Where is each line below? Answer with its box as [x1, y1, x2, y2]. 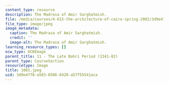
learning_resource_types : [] [5, 44, 66, 49]
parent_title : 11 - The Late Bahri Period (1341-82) [5, 53, 118, 59]
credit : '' [10, 35, 33, 40]
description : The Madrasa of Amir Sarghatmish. [5, 12, 107, 17]
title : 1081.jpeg [5, 68, 42, 73]
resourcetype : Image [5, 63, 49, 68]
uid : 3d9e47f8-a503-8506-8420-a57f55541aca [5, 72, 98, 77]
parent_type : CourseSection [5, 58, 64, 63]
